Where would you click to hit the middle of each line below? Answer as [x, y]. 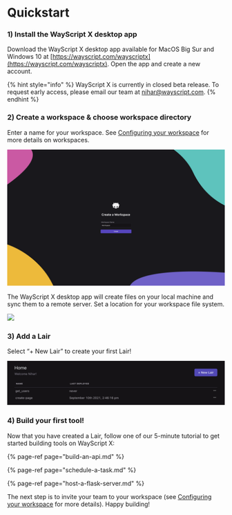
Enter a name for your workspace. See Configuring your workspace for [108, 132]
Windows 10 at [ [30, 57]
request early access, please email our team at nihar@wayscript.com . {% [112, 92]
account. [20, 71]
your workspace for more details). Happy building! [79, 504]
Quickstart [39, 13]
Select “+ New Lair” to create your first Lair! [69, 351]
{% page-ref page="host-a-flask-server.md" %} [76, 483]
